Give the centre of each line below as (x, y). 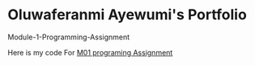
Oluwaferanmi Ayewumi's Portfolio (127, 15)
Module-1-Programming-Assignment (69, 37)
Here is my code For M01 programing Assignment (90, 52)
